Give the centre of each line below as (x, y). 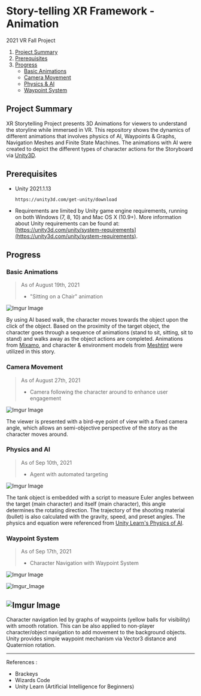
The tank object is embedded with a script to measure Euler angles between (100, 497)
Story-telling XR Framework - (80, 11)
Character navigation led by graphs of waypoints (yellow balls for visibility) (98, 619)
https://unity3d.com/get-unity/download (66, 199)
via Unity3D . (22, 155)
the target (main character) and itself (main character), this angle (86, 504)
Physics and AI (28, 449)
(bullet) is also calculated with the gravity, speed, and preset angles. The (96, 516)
